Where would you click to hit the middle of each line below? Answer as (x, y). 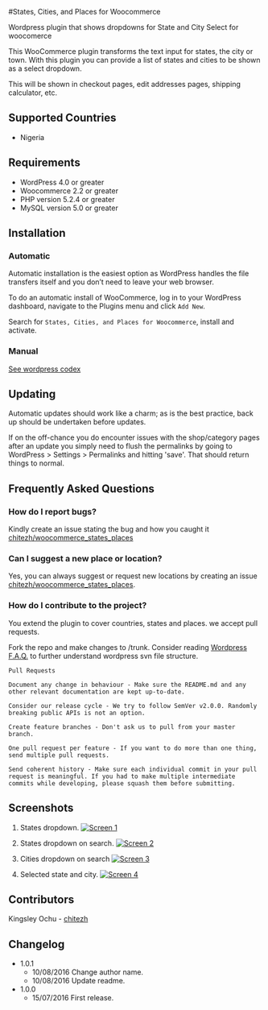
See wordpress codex (45, 369)
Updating (32, 394)
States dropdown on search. (67, 843)
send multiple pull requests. (59, 755)
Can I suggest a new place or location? (85, 559)
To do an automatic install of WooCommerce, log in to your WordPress (125, 298)
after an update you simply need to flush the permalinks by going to (121, 446)
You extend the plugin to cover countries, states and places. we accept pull (133, 623)
